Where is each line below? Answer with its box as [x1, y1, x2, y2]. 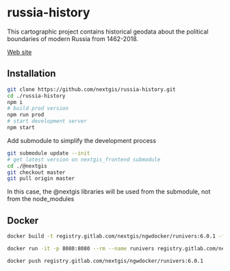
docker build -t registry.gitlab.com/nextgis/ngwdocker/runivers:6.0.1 [7, 233, 216, 240]
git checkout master [7, 169, 66, 176]
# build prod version [7, 105, 69, 112]
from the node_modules [7, 195, 75, 203]
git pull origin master [7, 175, 75, 182]
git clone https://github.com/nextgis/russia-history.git [7, 86, 176, 93]
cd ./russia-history [7, 92, 66, 99]
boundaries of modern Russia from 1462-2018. [7, 34, 139, 42]
